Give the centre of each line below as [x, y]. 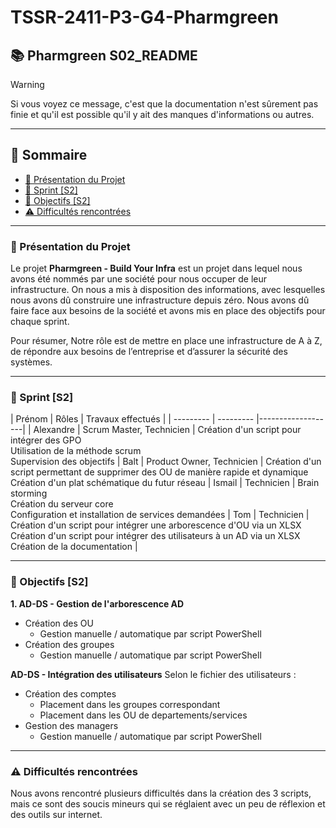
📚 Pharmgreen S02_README [104, 55]
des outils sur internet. [56, 814]
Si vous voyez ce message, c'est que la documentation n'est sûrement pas [164, 104]
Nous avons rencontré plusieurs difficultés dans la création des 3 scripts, [161, 793]
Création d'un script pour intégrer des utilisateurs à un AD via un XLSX [155, 536]
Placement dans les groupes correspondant [130, 704]
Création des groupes [69, 644]
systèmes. [31, 362]
